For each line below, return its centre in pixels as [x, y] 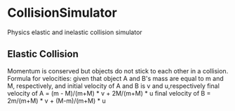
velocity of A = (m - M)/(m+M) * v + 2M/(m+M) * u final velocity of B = [109, 93]
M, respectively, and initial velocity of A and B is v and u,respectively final [113, 86]
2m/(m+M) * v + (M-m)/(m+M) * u [57, 101]
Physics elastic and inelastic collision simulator [75, 32]
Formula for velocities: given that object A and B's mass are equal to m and [115, 78]
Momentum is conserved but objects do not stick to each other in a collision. [118, 71]
